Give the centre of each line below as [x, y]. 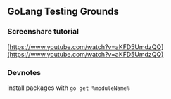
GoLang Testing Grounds [63, 12]
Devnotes [24, 72]
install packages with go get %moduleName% [69, 88]
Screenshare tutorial [43, 32]
